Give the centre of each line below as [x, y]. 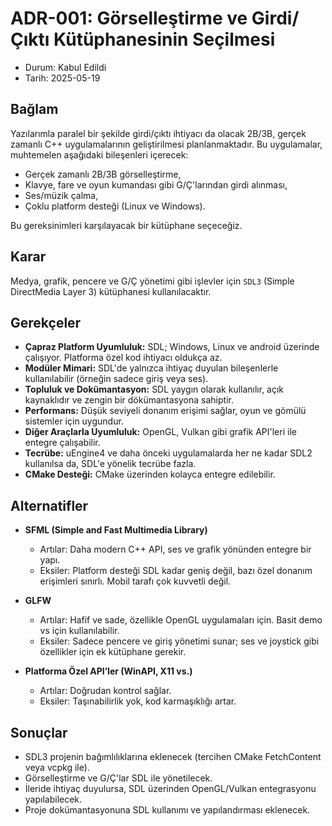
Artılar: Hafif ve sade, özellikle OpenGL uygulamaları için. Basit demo [181, 620]
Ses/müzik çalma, [61, 195]
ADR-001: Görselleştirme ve [129, 18]
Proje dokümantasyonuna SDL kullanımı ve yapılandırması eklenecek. [167, 810]
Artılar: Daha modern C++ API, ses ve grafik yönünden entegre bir [175, 549]
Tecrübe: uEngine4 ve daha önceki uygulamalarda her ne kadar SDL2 [168, 453]
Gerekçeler [46, 322]
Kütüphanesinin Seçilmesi [164, 39]
